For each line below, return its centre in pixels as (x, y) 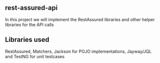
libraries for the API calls (30, 25)
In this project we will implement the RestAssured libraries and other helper (80, 19)
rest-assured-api (31, 8)
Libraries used (27, 40)
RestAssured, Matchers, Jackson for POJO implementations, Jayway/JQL (78, 51)
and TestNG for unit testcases (35, 56)
